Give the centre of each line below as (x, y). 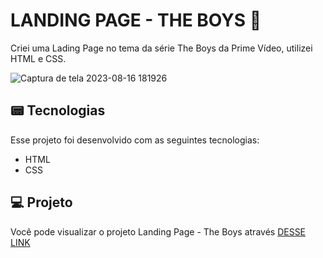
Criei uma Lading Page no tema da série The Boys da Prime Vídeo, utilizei (161, 48)
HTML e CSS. (38, 58)
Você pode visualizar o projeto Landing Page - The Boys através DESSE (158, 231)
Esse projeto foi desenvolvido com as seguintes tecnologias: (135, 140)
